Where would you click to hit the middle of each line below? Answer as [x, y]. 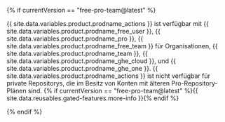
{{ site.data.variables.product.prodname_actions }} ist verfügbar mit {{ [108, 23]
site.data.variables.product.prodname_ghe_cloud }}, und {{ [91, 61]
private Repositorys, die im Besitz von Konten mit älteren [88, 83]
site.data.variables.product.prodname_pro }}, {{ [75, 39]
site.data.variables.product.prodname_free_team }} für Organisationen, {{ [112, 46]
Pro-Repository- [195, 83]
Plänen [16, 91]
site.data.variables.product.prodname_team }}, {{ [77, 53]
